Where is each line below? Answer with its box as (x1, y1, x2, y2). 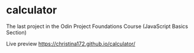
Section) (6, 29, 27, 36)
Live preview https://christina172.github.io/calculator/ (6, 40, 135, 47)
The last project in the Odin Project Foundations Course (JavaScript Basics (6, 23, 188, 30)
